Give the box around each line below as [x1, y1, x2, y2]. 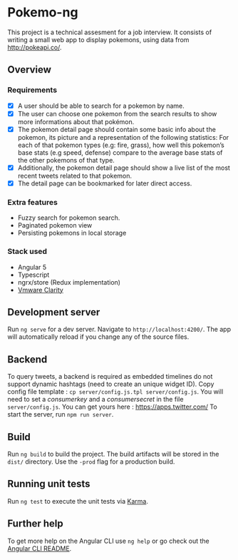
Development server [7, 306, 100, 318]
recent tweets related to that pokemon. [17, 171, 133, 180]
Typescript [17, 270, 50, 279]
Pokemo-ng [7, 4, 78, 21]
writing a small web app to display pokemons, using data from [7, 35, 190, 44]
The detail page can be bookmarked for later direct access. [17, 179, 192, 188]
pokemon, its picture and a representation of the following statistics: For [17, 133, 229, 141]
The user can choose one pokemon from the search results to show [17, 109, 217, 118]
